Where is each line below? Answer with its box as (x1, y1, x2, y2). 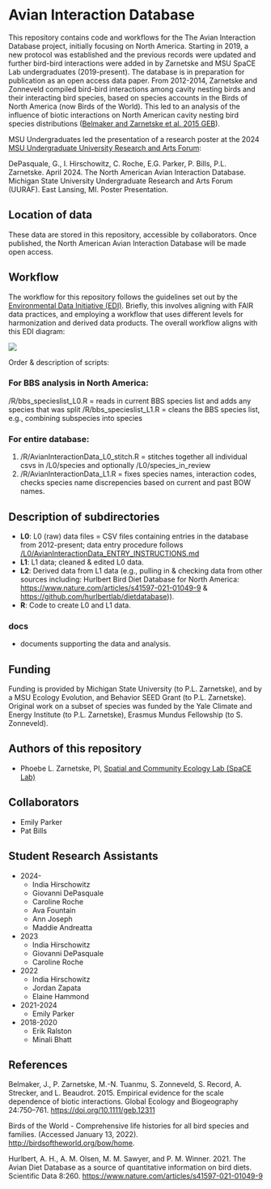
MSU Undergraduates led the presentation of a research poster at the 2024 (8, 134, 260, 144)
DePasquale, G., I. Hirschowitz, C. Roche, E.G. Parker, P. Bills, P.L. (8, 158, 227, 168)
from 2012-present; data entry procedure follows (19, 539, 184, 549)
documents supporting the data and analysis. (19, 639, 171, 649)
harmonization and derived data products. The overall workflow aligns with (8, 318, 258, 328)
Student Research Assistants (8, 849, 159, 863)
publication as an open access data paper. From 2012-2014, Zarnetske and (8, 75, 257, 85)
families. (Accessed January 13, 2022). (8, 1130, 139, 1140)
